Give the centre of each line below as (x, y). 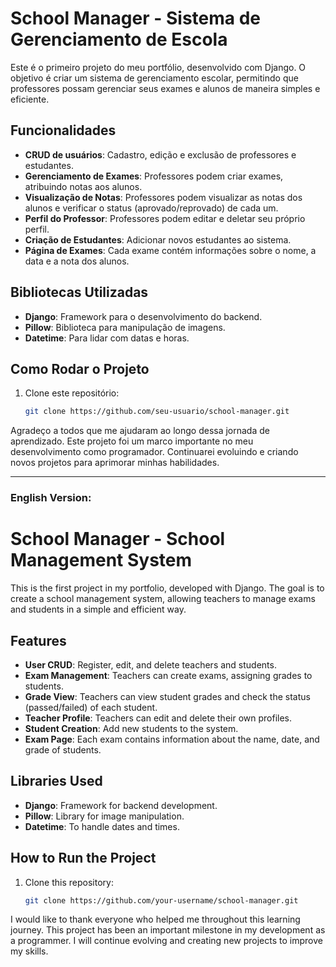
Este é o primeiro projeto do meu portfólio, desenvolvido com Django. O (158, 67)
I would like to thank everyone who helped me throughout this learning (155, 919)
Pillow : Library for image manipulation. (104, 816)
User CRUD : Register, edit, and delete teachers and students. (150, 664)
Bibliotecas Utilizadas (79, 292)
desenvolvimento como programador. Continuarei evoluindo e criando (154, 452)
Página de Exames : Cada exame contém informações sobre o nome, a (170, 250)
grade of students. (63, 749)
